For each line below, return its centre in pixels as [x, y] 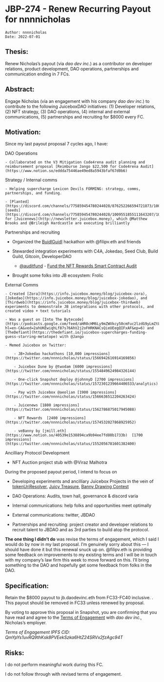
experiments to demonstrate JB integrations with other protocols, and [79, 307]
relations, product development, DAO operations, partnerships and [72, 69]
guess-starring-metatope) [31, 337]
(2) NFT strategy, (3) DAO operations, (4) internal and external [68, 112]
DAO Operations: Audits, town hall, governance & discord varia [75, 496]
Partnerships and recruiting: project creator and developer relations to [82, 524]
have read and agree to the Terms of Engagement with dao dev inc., [74, 617]
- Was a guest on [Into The [34, 320]
